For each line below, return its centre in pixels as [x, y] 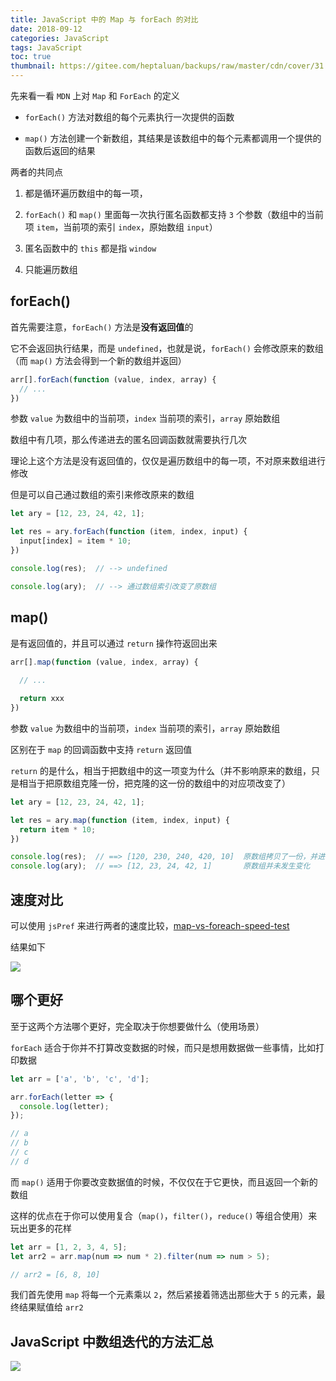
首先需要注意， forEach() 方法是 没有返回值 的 [102, 327]
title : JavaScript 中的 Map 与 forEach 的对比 [104, 19]
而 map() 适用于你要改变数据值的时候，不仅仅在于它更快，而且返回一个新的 [164, 1182]
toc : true [31, 57]
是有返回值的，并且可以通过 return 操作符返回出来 [114, 643]
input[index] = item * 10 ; [75, 541]
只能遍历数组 [51, 269]
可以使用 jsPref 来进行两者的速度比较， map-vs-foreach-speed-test [150, 925]
